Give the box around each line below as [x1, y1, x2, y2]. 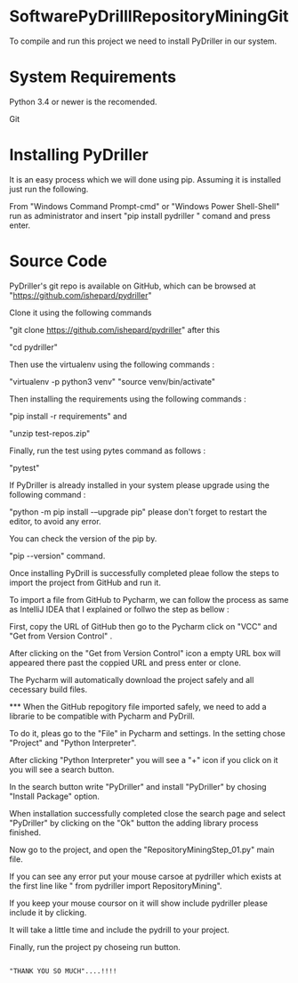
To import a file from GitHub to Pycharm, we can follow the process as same [9, 594, 289, 605]
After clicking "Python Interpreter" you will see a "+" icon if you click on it [9, 754, 278, 765]
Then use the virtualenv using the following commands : [9, 359, 215, 370]
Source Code [9, 251, 108, 271]
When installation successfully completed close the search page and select [9, 808, 286, 818]
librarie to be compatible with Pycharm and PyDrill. [9, 711, 196, 721]
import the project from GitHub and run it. [9, 577, 162, 588]
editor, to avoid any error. [9, 516, 101, 526]
